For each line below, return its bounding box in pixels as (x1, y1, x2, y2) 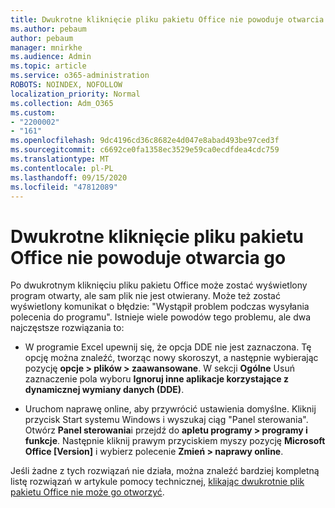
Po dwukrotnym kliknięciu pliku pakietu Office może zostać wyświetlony (10, 279, 308, 291)
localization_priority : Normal (10, 89, 141, 99)
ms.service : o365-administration (10, 71, 150, 81)
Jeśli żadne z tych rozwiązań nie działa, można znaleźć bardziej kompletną (10, 465, 320, 477)
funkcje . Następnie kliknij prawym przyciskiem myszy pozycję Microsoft (24, 435, 326, 447)
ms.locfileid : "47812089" (10, 182, 118, 192)
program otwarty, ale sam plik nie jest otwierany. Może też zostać (10, 290, 281, 302)
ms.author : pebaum (10, 24, 87, 34)
